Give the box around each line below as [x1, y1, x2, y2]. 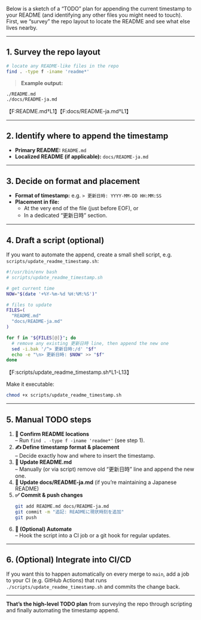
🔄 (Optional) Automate [14, 525, 72, 533]
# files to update [6, 302, 52, 308]
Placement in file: [14, 198, 60, 205]
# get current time [6, 285, 55, 291]
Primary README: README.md [14, 147, 87, 154]
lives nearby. [6, 24, 38, 31]
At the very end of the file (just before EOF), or [23, 205, 139, 212]
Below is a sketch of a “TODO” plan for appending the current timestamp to [6, 5, 192, 12]
